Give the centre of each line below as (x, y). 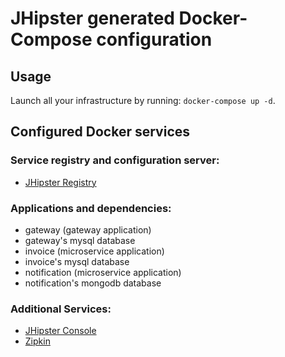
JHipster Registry (60, 182)
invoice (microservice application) (94, 251)
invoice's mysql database (77, 261)
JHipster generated (92, 18)
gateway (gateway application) (88, 229)
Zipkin (37, 341)
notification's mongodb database (93, 283)
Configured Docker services (100, 132)
